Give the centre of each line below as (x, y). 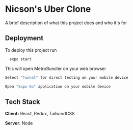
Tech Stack (23, 102)
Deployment (24, 38)
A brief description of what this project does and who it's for (66, 23)
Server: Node (19, 123)
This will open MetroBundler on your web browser (56, 68)
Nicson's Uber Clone (48, 9)
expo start (21, 59)
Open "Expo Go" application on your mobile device (58, 86)
